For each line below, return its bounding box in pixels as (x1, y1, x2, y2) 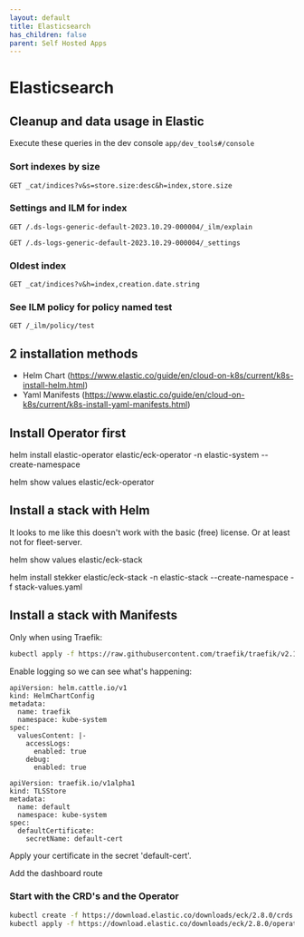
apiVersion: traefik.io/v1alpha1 (9, 778, 136, 787)
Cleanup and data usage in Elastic (9, 113, 205, 129)
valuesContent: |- (17, 731, 88, 740)
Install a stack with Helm (9, 503, 150, 518)
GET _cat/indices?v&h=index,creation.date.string (9, 280, 201, 289)
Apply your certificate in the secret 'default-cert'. (9, 850, 192, 861)
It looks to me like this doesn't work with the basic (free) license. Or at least (9, 527, 290, 538)
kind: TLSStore (9, 786, 67, 795)
